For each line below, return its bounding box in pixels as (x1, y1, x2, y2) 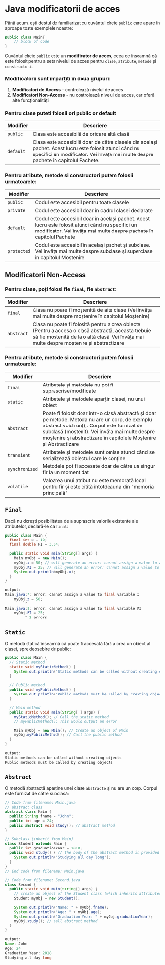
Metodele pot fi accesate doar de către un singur (42, 463, 156, 470)
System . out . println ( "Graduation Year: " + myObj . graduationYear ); (14, 914, 153, 919)
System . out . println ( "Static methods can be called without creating (14, 669, 157, 674)
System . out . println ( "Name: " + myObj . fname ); (14, 905, 109, 910)
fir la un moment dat (42, 469, 89, 476)
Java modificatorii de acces (5, 3, 120, 15)
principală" (42, 490, 68, 497)
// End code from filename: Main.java (5, 869, 84, 874)
